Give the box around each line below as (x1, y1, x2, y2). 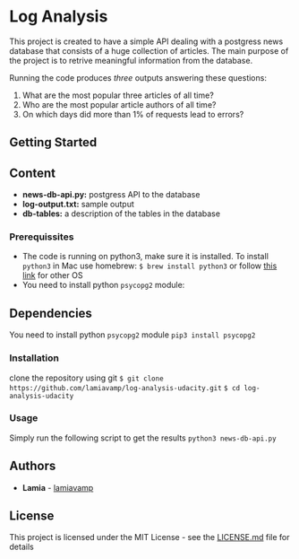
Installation (9, 352, 60, 364)
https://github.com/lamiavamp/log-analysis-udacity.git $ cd (9, 383, 240, 392)
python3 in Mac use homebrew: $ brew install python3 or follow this (21, 260, 278, 271)
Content (9, 165, 56, 180)
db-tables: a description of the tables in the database (21, 208, 221, 219)
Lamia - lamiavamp (21, 482, 94, 493)
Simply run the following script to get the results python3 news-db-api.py (9, 432, 277, 443)
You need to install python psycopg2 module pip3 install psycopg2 (9, 329, 256, 340)
